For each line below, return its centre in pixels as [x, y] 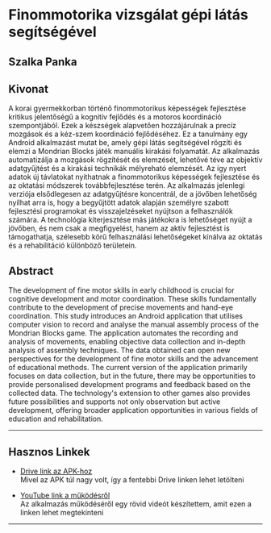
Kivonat [28, 89]
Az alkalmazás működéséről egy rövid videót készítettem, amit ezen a [135, 504]
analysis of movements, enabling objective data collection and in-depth [127, 342]
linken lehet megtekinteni [62, 513]
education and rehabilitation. [56, 419]
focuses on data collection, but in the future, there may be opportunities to [132, 376]
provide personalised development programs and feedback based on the [130, 385]
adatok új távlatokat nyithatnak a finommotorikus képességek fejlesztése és [134, 177]
